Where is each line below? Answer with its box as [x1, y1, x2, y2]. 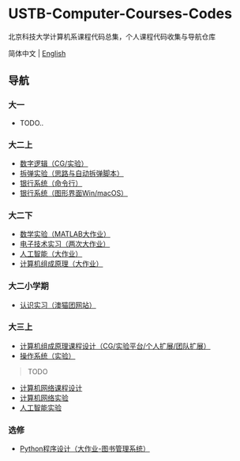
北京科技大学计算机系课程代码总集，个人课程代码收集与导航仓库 [8, 32, 216, 41]
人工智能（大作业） [19, 249, 83, 259]
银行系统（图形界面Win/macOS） [19, 188, 129, 197]
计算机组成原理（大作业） [19, 259, 103, 268]
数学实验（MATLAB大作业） [19, 230, 111, 239]
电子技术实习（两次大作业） [19, 239, 111, 249]
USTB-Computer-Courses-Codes [8, 5, 233, 23]
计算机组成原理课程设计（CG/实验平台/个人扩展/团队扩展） [19, 341, 211, 350]
